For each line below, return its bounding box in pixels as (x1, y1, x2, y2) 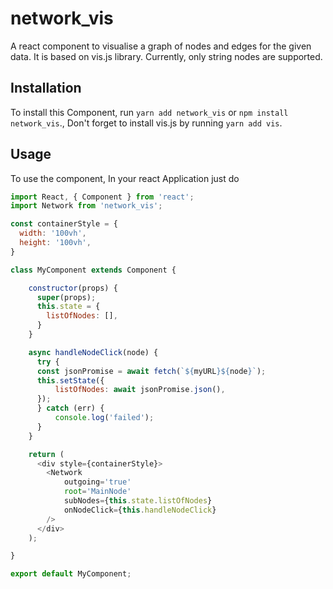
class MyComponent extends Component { (10, 265, 177, 275)
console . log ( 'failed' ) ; (54, 413, 155, 423)
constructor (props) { (28, 283, 118, 293)
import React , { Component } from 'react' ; (10, 192, 195, 202)
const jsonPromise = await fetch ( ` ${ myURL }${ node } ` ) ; (36, 366, 267, 376)
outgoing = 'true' (63, 477, 132, 487)
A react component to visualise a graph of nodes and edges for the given (10, 40, 312, 52)
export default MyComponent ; (10, 569, 132, 579)
